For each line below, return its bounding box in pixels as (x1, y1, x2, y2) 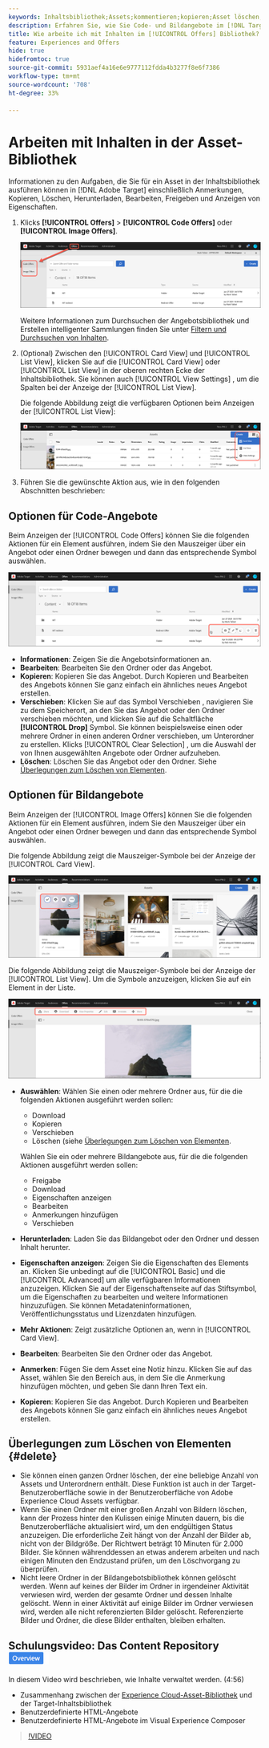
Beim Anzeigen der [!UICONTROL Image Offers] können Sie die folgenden (8, 809, 252, 819)
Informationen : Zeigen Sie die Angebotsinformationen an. (19, 654, 212, 663)
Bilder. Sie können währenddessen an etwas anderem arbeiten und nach (19, 1547, 260, 1557)
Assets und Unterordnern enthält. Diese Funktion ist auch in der (19, 1479, 230, 1489)
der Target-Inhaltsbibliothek (19, 1699, 112, 1709)
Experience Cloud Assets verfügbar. (19, 1496, 140, 1506)
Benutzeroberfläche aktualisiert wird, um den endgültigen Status (19, 1522, 234, 1531)
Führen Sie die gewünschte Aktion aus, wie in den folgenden (19, 477, 220, 487)
